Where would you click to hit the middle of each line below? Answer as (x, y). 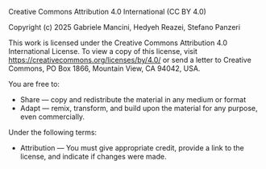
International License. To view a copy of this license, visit (103, 51)
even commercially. (52, 117)
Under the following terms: (53, 132)
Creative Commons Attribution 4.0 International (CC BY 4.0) (108, 12)
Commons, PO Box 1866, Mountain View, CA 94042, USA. (104, 68)
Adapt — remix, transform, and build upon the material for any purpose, (139, 108)
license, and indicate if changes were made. (93, 157)
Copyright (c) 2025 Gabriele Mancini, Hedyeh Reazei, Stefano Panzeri (124, 27)
